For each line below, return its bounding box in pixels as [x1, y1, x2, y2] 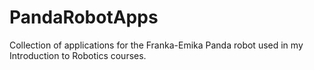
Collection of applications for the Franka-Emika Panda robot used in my [9, 39, 304, 51]
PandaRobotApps [9, 6, 159, 29]
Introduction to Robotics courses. [9, 49, 147, 61]
